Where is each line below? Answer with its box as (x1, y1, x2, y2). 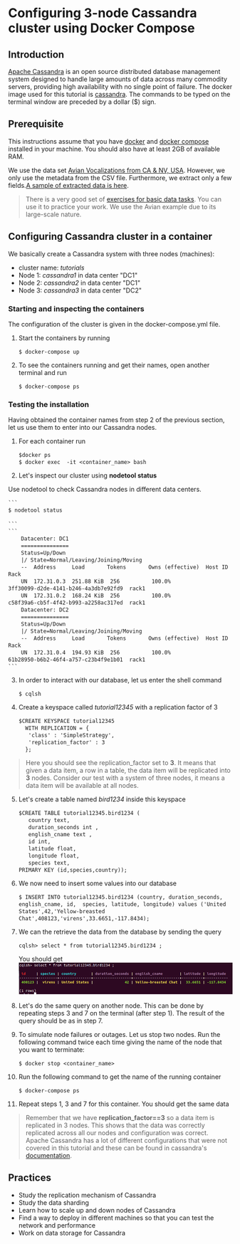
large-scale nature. (25, 210, 82, 218)
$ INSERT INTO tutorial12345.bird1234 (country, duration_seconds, (18, 894, 223, 901)
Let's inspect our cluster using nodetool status (18, 471, 157, 480)
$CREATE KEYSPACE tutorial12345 (18, 717, 115, 725)
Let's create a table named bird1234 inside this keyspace (18, 795, 186, 803)
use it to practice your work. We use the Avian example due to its (25, 202, 216, 211)
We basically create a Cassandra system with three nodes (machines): (8, 249, 215, 258)
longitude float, (28, 853, 80, 860)
